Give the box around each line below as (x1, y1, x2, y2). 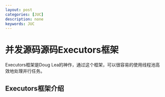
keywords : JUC (5, 21, 35, 26)
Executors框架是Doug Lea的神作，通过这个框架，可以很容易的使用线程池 (5, 62, 156, 68)
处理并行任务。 (14, 68, 45, 74)
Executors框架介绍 (5, 84, 64, 92)
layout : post (5, 7, 33, 12)
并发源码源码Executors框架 (5, 44, 119, 55)
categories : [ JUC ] (5, 12, 44, 17)
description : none (5, 16, 44, 21)
